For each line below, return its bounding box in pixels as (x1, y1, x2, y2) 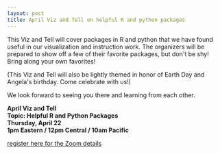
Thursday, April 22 (7, 118, 62, 127)
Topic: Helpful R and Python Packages (7, 111, 119, 120)
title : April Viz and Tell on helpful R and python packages (7, 16, 186, 23)
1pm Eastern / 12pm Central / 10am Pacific (7, 126, 129, 134)
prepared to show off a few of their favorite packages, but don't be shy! (7, 49, 209, 58)
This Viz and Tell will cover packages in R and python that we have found (7, 35, 214, 43)
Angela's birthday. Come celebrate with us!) (7, 77, 132, 86)
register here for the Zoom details (7, 139, 102, 147)
